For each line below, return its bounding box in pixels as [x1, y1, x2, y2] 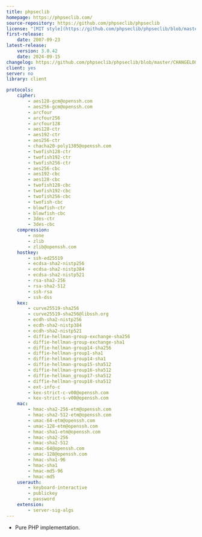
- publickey [28, 491, 58, 497]
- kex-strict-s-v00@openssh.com [28, 395, 109, 401]
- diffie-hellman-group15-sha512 [28, 362, 112, 368]
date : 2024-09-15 [17, 54, 61, 60]
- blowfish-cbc [28, 210, 66, 216]
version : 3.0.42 [17, 48, 58, 54]
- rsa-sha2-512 [28, 283, 66, 289]
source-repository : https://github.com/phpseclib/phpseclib [6, 20, 161, 26]
